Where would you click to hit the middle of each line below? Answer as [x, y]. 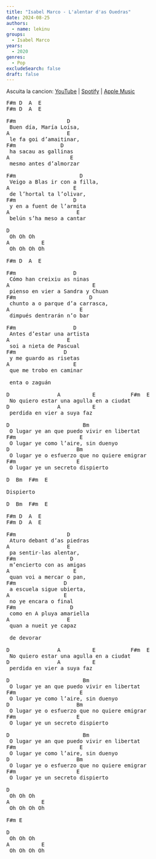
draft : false [23, 74]
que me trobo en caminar [46, 371]
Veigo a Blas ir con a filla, [54, 182]
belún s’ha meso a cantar [48, 219]
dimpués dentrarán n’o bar [49, 316]
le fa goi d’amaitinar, [44, 140]
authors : [17, 23]
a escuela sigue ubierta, [48, 589]
